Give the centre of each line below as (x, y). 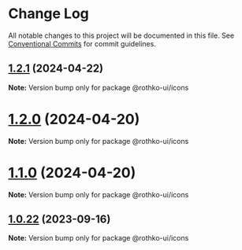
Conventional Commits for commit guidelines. (82, 43)
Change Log (48, 14)
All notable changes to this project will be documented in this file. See (121, 35)
